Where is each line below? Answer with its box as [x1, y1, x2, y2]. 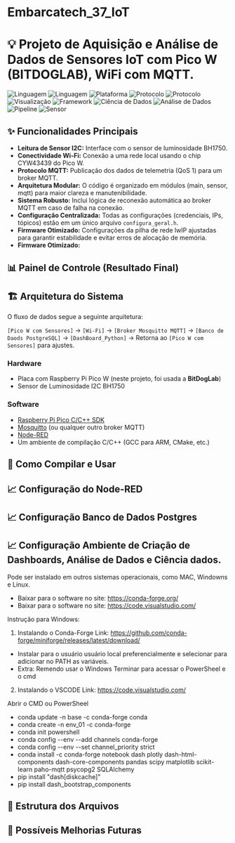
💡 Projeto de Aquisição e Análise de [7, 37, 219, 53]
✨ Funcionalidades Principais [7, 125, 138, 137]
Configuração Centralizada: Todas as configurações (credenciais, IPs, [17, 211, 223, 219]
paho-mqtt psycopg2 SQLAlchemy [34, 765, 135, 773]
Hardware [7, 359, 42, 369]
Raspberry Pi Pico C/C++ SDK [17, 415, 105, 424]
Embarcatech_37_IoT [7, 4, 130, 20]
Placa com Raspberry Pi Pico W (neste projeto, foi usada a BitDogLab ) [17, 374, 222, 383]
